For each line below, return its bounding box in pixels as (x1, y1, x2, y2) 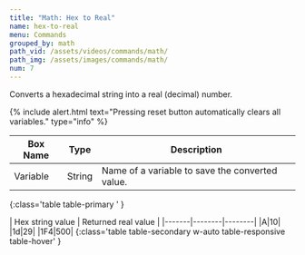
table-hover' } (9, 235, 62, 246)
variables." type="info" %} (9, 115, 109, 127)
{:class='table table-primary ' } (9, 199, 125, 210)
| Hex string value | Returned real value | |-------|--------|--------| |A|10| (9, 216, 281, 227)
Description (171, 142, 222, 155)
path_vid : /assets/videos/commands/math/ (9, 47, 169, 56)
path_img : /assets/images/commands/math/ (9, 55, 169, 64)
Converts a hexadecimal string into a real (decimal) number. (9, 88, 233, 100)
